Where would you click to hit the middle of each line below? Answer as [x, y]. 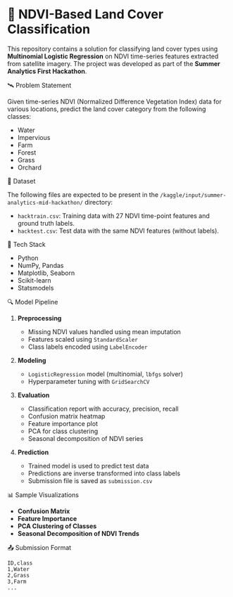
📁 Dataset [21, 181]
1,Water [19, 569]
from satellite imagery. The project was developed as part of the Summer [114, 63]
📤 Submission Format [39, 547]
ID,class [20, 563]
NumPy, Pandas [40, 265]
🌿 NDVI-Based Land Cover [86, 14]
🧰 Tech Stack [26, 244]
